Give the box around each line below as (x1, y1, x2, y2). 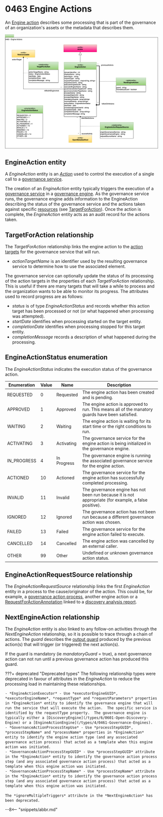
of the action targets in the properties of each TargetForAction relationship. (5, 278, 155, 284)
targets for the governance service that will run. (5, 249, 100, 255)
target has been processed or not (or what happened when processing (12, 308, 154, 314)
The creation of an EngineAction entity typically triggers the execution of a (5, 186, 154, 192)
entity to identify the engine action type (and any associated (5, 735, 138, 740)
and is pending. (82, 394, 113, 400)
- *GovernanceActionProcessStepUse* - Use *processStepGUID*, (5, 725, 133, 730)
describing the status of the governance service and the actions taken (5, 201, 146, 207)
